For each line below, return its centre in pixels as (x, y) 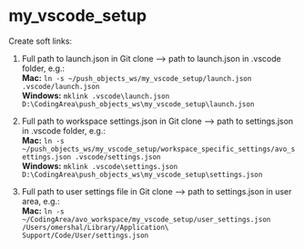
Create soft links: (41, 41)
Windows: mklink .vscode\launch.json (96, 95)
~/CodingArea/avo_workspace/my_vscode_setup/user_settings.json (146, 219)
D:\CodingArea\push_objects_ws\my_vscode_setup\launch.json (138, 104)
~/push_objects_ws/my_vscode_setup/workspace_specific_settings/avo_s (158, 149)
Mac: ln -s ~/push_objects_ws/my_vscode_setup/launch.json (137, 77)
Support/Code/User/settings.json (85, 235)
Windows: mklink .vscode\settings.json (100, 165)
